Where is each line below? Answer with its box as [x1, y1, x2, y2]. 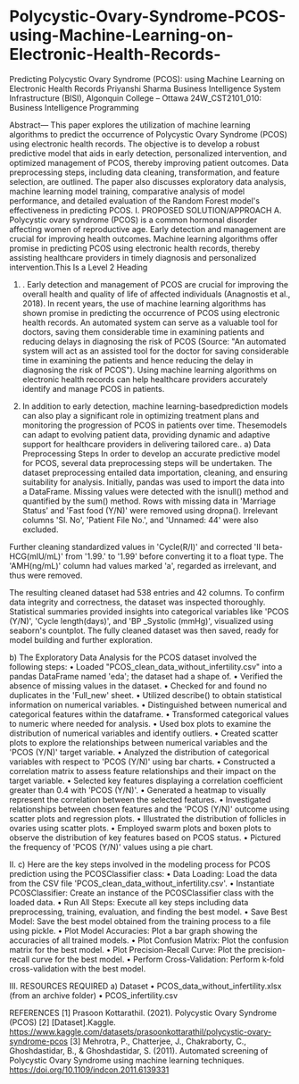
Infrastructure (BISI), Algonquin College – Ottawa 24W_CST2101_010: [9, 92, 262, 104]
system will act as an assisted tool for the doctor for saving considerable [21, 346, 289, 356]
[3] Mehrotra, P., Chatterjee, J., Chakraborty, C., [70, 1036, 247, 1046]
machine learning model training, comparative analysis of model [9, 186, 245, 196]
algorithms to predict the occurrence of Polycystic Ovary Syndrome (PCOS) [9, 129, 288, 139]
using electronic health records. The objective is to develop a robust [9, 138, 261, 149]
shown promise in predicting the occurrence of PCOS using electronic [21, 307, 280, 318]
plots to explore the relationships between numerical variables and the [9, 737, 268, 747]
